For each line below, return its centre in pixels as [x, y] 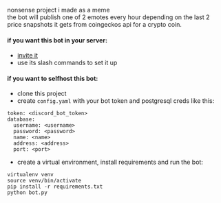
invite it [28, 56]
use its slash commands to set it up [67, 63]
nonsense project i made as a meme [59, 10]
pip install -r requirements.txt [55, 187]
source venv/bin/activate [44, 181]
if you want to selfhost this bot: [53, 78]
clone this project [42, 94]
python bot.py [28, 193]
